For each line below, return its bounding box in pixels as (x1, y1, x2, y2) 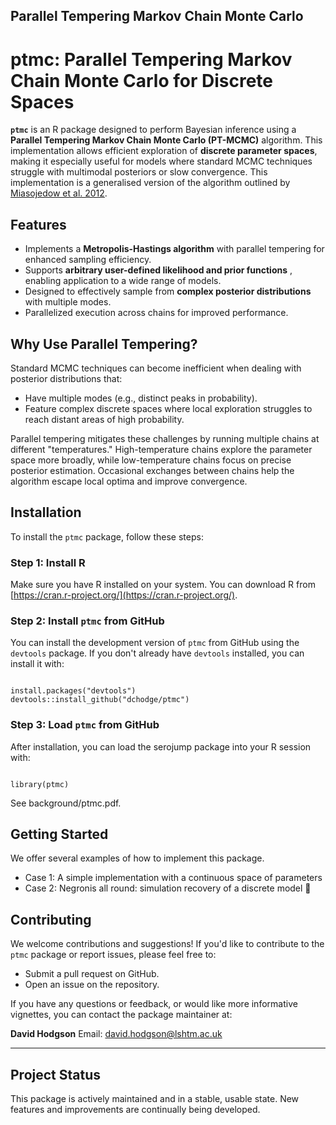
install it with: (10, 658, 65, 670)
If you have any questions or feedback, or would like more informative (10, 998, 298, 1010)
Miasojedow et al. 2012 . (10, 187, 108, 199)
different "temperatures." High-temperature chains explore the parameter (10, 443, 313, 455)
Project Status (10, 1066, 102, 1083)
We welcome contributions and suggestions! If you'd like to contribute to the (10, 938, 325, 950)
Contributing (10, 911, 92, 928)
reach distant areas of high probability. (24, 413, 185, 425)
